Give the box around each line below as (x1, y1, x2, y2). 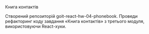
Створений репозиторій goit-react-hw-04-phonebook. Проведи (5, 13, 138, 19)
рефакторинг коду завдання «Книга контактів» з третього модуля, (5, 19, 145, 24)
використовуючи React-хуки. (5, 23, 66, 29)
